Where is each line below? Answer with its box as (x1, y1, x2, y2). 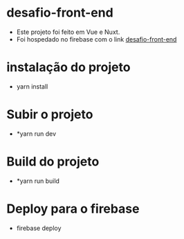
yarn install (16, 82, 48, 91)
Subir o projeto (6, 107, 93, 123)
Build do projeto (6, 154, 100, 169)
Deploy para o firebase (6, 201, 140, 216)
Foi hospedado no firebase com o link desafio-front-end (16, 35, 177, 43)
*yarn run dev (16, 130, 57, 138)
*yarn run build (16, 177, 60, 185)
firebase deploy (16, 224, 62, 232)
